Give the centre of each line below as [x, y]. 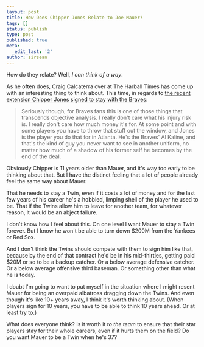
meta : [13, 46]
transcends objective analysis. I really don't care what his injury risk [106, 117]
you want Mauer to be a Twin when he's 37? [62, 337]
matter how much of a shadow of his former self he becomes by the [107, 150]
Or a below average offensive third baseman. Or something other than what [101, 268]
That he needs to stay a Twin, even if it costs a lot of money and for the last [101, 193]
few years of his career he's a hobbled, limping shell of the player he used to [102, 199]
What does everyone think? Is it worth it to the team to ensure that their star [101, 324]
